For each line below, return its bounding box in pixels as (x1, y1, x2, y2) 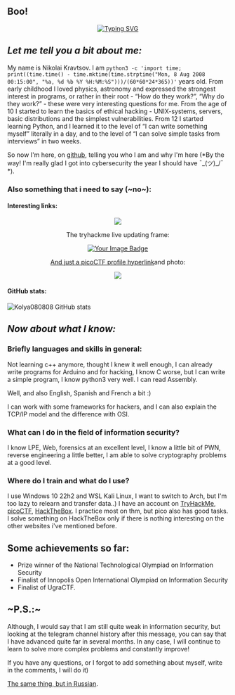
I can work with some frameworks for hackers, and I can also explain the (7, 402, 217, 411)
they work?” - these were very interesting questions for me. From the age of (7, 99, 227, 108)
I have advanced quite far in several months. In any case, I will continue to (7, 637, 221, 646)
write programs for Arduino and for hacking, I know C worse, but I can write (7, 367, 226, 376)
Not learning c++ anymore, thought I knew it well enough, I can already (7, 360, 213, 369)
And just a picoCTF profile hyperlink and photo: (50, 257, 186, 266)
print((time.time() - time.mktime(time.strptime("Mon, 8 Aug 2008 (7, 70, 206, 78)
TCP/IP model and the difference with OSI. (7, 409, 130, 418)
